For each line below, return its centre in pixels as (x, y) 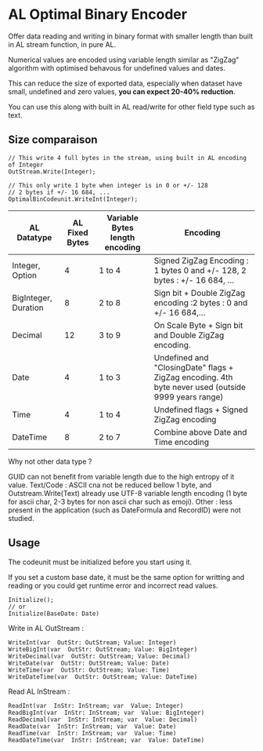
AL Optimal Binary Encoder (98, 15)
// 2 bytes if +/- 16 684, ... (59, 192)
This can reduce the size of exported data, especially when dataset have (125, 83)
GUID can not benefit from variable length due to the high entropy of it (121, 476)
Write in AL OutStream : (46, 628)
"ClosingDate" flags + (194, 367)
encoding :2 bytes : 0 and (201, 302)
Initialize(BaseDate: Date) (54, 614)
